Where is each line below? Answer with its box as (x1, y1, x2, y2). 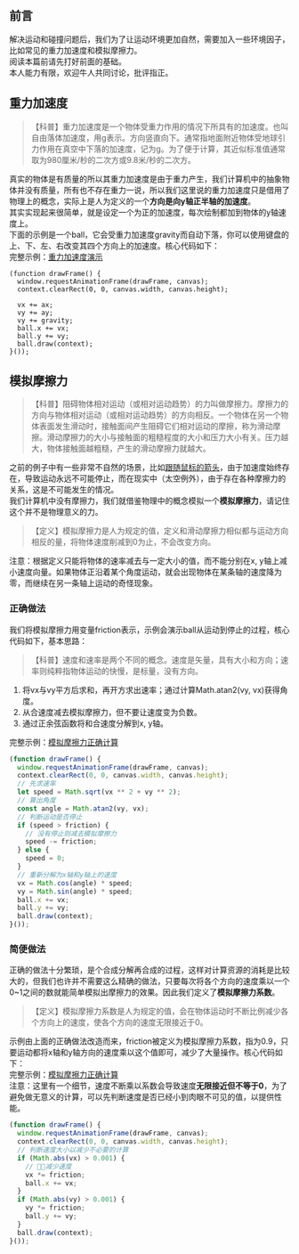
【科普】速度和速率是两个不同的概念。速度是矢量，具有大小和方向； (30, 654, 281, 665)
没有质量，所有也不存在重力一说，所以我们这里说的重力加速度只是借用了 (24, 184, 290, 195)
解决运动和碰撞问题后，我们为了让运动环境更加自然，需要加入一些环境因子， (9, 34, 290, 45)
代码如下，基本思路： (9, 635, 87, 646)
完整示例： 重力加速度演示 (9, 251, 103, 262)
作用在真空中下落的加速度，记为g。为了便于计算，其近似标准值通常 (38, 143, 287, 154)
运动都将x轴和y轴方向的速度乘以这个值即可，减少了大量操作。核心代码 (16, 1047, 276, 1058)
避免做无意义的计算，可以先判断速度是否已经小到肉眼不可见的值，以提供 (9, 1092, 274, 1103)
